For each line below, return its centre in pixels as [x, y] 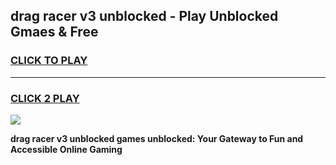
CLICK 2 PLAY [45, 98]
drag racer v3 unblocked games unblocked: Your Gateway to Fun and [157, 138]
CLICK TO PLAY [49, 61]
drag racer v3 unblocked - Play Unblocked [144, 16]
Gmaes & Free [54, 32]
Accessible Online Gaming [66, 149]
